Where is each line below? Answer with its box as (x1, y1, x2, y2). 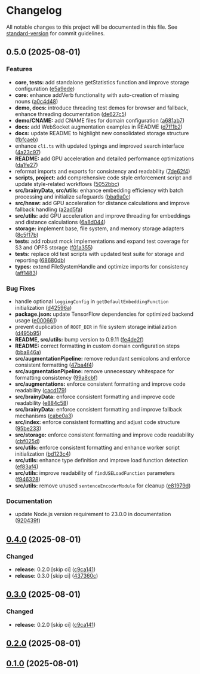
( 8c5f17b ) (14, 231, 39, 238)
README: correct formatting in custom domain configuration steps (14, 342, 180, 349)
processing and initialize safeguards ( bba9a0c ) (14, 193, 131, 200)
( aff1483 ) (14, 269, 38, 276)
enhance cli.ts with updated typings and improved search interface (14, 142, 184, 150)
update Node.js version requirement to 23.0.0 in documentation (14, 511, 171, 518)
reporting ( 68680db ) (14, 257, 66, 264)
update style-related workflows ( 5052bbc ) (14, 180, 119, 187)
